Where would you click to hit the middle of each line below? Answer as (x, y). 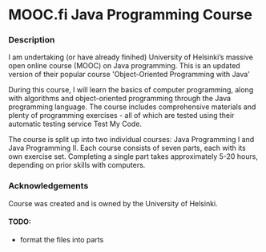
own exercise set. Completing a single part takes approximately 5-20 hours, (133, 156)
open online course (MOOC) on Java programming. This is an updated (124, 66)
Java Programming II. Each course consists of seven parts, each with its (127, 148)
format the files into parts (62, 239)
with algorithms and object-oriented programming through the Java (119, 99)
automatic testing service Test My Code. (75, 124)
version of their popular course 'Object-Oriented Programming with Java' (129, 75)
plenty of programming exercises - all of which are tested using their (121, 116)
